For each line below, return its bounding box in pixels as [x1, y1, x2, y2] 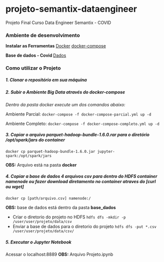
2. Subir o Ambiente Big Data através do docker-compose [5, 89, 125, 95]
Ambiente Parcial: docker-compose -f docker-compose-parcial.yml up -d [5, 111, 152, 117]
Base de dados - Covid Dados [5, 52, 66, 58]
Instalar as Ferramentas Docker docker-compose [5, 43, 106, 49]
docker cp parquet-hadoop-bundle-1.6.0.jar [5, 149, 96, 154]
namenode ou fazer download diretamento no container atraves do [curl [5, 179, 156, 185]
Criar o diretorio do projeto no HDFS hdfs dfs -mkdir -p [12, 214, 126, 220]
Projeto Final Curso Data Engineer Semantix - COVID [5, 20, 111, 25]
